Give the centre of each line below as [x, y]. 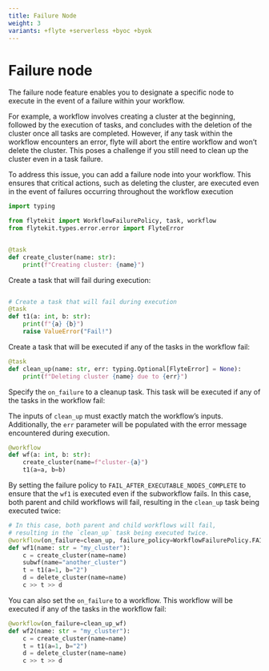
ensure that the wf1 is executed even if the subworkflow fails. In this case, [130, 494]
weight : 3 [25, 23]
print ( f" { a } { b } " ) [53, 324]
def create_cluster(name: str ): [62, 257]
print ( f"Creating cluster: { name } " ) [84, 265]
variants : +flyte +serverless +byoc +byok [80, 30]
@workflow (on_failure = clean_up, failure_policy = [91, 540]
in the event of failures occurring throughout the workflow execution [121, 192]
